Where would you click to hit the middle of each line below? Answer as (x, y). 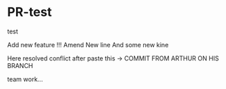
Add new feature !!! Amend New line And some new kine (88, 44)
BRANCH (20, 65)
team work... (25, 79)
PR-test (30, 12)
